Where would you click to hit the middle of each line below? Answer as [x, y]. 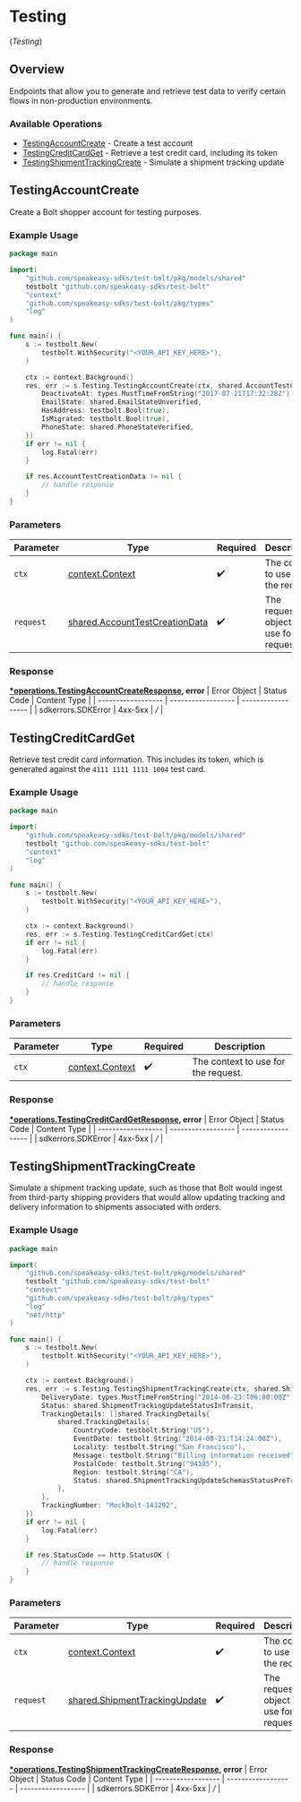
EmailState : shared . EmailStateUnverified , [122, 402]
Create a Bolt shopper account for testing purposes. [105, 211]
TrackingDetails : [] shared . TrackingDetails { [126, 1414]
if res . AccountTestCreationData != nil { [103, 476]
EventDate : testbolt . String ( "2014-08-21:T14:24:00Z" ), [177, 1439]
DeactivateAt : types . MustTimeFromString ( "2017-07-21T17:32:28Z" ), [168, 394]
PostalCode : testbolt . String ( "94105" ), [147, 1463]
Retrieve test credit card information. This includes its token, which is [137, 759]
